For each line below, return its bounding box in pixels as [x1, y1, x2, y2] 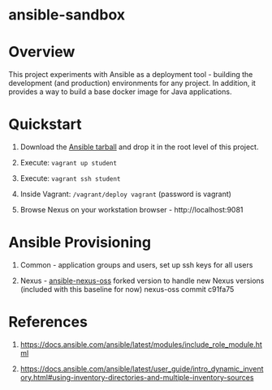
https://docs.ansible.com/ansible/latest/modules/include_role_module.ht [19, 339, 262, 349]
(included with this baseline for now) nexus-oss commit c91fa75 [19, 285, 235, 294]
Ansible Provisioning [8, 234, 152, 252]
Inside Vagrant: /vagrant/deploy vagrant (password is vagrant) [19, 189, 231, 199]
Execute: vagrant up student [19, 158, 118, 168]
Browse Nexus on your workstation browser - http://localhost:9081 [19, 205, 244, 215]
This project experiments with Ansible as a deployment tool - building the [8, 70, 253, 79]
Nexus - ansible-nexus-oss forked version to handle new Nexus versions [19, 276, 265, 285]
